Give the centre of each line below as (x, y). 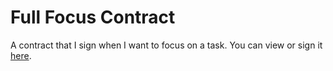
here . (21, 55)
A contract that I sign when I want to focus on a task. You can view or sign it (166, 45)
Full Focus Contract (93, 17)
